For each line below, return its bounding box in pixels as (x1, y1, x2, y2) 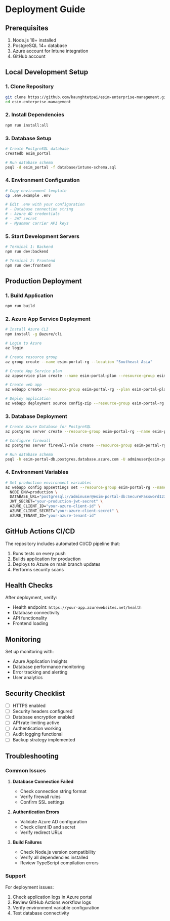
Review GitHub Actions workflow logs (12, 899, 91, 905)
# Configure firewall (5, 438, 51, 443)
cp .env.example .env (5, 193, 51, 198)
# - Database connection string (5, 206, 73, 212)
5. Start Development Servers (5, 233, 80, 240)
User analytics (12, 675, 43, 681)
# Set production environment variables (5, 480, 92, 485)
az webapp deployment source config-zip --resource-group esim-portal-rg (5, 401, 164, 406)
